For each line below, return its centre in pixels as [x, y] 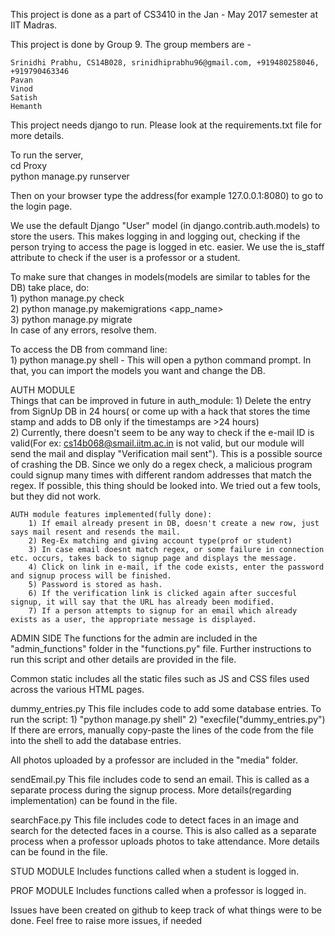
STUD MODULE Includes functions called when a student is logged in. [155, 871]
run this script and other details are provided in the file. [123, 659]
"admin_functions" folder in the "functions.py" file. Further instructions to [161, 648]
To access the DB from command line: [89, 349]
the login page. [41, 206]
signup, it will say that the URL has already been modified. [142, 602]
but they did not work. [56, 496]
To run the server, [47, 155]
